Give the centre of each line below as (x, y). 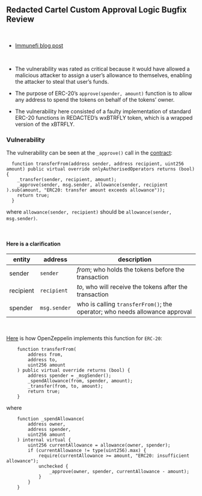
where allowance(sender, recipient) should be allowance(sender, (89, 212)
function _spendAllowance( (51, 419)
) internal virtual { (44, 440)
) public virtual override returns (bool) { (74, 370)
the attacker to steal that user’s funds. (62, 81)
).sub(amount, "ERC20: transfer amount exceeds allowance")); (86, 190)
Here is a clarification (34, 244)
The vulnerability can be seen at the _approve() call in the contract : (89, 153)
